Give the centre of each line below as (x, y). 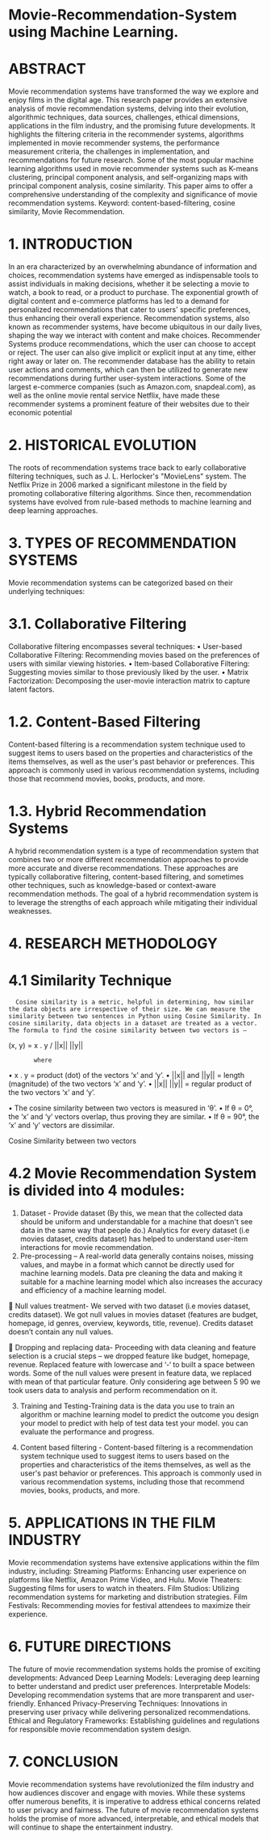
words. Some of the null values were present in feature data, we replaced (130, 1373)
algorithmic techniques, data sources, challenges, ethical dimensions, (124, 117)
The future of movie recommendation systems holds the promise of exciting (134, 1669)
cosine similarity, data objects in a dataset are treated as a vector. (133, 1023)
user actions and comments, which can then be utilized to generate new (128, 370)
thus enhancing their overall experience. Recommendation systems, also (129, 318)
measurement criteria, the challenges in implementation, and (109, 152)
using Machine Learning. (94, 32)
